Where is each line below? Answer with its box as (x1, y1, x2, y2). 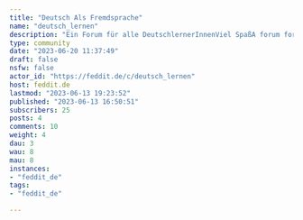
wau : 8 (9, 147, 34, 156)
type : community (9, 38, 70, 48)
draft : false (9, 55, 59, 64)
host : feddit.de (9, 80, 70, 89)
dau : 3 (9, 139, 34, 148)
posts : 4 (9, 114, 42, 123)
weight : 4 (9, 131, 47, 140)
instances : (9, 164, 50, 173)
